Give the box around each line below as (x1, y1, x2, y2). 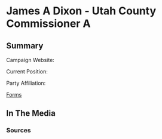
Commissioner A (6, 17, 91, 30)
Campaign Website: (6, 57, 55, 63)
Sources (6, 126, 31, 135)
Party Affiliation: (6, 79, 46, 87)
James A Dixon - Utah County (6, 4, 157, 18)
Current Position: (6, 68, 48, 75)
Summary (6, 41, 44, 51)
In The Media (6, 109, 56, 119)
